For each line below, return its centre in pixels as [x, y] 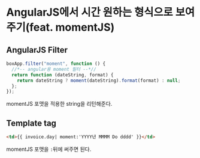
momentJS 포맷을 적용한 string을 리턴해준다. [59, 104]
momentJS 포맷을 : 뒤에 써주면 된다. [49, 149]
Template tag [31, 123]
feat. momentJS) [72, 27]
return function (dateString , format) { [63, 75]
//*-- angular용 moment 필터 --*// [54, 69]
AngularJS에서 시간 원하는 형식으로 [90, 12]
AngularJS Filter [37, 50]
